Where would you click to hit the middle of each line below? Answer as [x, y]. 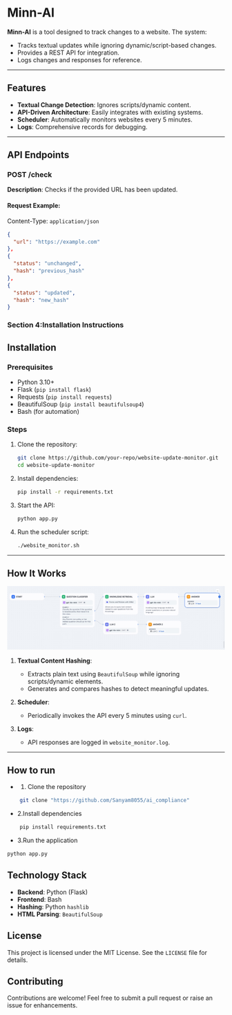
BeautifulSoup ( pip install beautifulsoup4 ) [80, 404]
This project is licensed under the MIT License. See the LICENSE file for [107, 952]
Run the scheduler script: [53, 532]
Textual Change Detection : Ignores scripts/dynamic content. [104, 104]
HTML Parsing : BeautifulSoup [60, 914]
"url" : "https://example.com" [57, 242]
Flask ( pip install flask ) [54, 389]
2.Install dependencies [49, 814]
